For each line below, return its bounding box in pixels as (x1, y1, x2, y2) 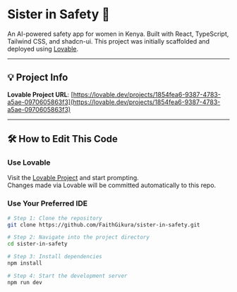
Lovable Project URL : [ (7, 90, 74, 99)
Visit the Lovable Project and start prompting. (7, 174, 139, 182)
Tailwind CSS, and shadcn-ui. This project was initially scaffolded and (7, 37, 210, 45)
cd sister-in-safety (7, 241, 68, 248)
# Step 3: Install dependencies (7, 253, 102, 260)
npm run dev (7, 279, 42, 286)
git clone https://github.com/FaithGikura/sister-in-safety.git (7, 221, 200, 228)
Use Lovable (7, 158, 51, 167)
